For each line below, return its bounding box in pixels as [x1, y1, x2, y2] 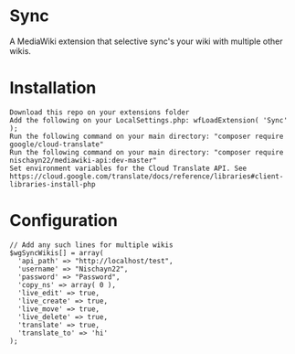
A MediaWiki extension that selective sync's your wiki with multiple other [9, 36, 283, 47]
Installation [9, 78, 97, 99]
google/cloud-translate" [9, 139, 104, 149]
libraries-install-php [9, 179, 96, 188]
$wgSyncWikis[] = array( [9, 248, 104, 257]
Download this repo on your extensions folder [9, 107, 190, 117]
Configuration [9, 210, 119, 231]
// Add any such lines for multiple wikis [9, 240, 174, 250]
